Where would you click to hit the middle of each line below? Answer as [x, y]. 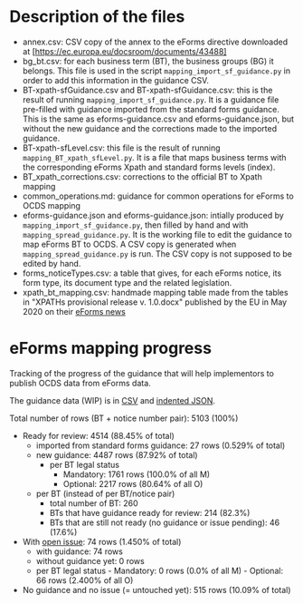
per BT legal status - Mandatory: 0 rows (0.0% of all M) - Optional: [159, 570]
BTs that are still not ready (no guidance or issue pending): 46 [165, 522]
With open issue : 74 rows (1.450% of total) [102, 541]
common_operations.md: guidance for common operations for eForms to [158, 196]
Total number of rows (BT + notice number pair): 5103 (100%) [124, 418]
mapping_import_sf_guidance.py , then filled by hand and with [135, 225]
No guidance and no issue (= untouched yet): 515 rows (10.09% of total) [156, 589]
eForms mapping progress [111, 349]
